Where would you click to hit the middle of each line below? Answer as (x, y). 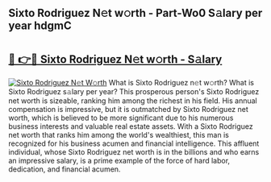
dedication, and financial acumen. (65, 169)
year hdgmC (40, 26)
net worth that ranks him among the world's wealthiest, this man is (119, 135)
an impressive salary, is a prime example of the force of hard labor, (119, 161)
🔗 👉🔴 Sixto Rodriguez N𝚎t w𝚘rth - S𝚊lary (115, 59)
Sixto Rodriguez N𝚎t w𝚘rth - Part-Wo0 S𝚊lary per (135, 13)
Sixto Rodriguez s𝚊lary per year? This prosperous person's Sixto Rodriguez (134, 91)
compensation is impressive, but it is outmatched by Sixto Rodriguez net (128, 109)
